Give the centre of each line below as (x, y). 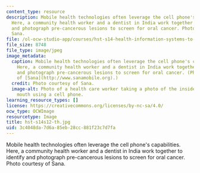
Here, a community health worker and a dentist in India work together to (94, 151)
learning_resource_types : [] (42, 100)
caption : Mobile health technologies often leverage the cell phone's (101, 61)
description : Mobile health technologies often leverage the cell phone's (101, 17)
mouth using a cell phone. (50, 95)
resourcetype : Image (32, 117)
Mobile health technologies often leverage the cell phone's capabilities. (93, 144)
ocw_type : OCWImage (30, 111)
